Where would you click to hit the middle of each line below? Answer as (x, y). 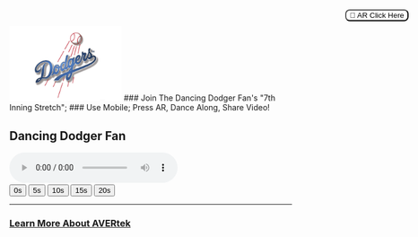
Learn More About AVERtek (70, 224)
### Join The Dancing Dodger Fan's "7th (200, 98)
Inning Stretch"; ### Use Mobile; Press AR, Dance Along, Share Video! (140, 108)
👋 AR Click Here (377, 15)
